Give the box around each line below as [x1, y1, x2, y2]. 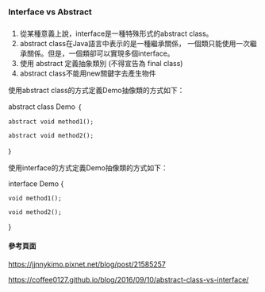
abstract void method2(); [8, 131, 94, 139]
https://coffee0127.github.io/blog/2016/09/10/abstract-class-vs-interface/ [8, 275, 249, 285]
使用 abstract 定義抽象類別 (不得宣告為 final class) [19, 58, 183, 68]
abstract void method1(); [8, 118, 94, 126]
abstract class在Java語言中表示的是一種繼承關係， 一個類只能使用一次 [19, 38, 251, 48]
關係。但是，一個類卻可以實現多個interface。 [26, 49, 175, 58]
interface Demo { [8, 178, 64, 189]
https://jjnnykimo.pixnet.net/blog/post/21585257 [8, 259, 167, 269]
